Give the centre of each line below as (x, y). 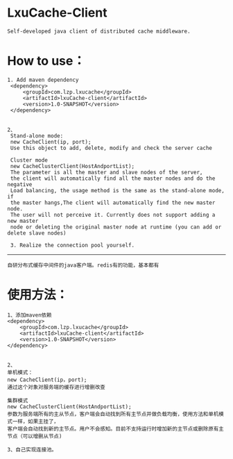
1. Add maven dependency (43, 80)
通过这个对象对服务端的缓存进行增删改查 (56, 387)
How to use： (46, 61)
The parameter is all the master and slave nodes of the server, (106, 172)
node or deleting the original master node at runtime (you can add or (116, 227)
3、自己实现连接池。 (32, 449)
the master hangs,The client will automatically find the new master (113, 203)
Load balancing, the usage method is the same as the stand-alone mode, (118, 190)
